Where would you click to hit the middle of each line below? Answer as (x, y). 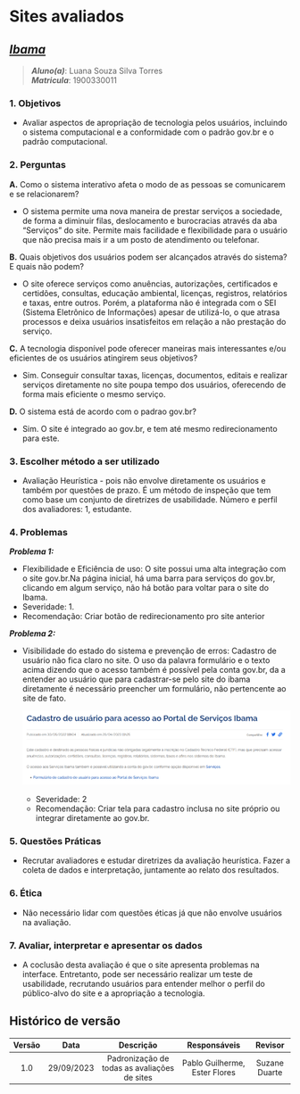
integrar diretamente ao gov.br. (92, 818)
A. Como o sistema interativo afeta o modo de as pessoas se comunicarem (147, 184)
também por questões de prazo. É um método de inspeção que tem (146, 490)
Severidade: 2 (61, 800)
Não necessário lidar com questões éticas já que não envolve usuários (152, 913)
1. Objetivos (35, 103)
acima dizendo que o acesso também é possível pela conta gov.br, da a (154, 670)
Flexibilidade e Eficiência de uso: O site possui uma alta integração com (154, 569)
